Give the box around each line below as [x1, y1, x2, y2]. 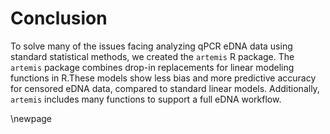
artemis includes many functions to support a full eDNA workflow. [10, 93, 282, 105]
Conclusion [10, 7, 108, 30]
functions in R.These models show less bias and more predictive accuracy [10, 72, 317, 84]
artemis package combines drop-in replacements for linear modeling [10, 61, 295, 73]
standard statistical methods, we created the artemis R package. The [10, 50, 295, 62]
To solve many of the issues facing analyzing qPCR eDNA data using [10, 40, 293, 52]
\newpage [10, 112, 53, 124]
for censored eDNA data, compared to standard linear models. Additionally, [10, 82, 320, 94]
